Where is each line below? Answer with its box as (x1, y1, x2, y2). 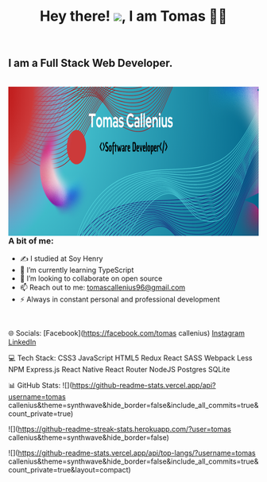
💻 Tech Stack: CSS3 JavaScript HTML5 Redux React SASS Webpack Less (8, 353, 253, 363)
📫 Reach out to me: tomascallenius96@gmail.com (19, 282, 186, 293)
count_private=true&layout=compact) (8, 465, 131, 475)
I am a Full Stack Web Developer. (8, 56, 173, 70)
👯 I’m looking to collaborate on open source (19, 274, 163, 283)
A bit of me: (8, 235, 54, 246)
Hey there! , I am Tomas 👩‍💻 (39, 7, 228, 25)
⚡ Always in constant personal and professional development (19, 294, 220, 305)
